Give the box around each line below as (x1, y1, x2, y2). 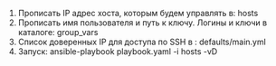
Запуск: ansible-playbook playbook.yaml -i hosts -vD (17, 46, 218, 57)
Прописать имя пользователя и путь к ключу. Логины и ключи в (17, 17, 268, 28)
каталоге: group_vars (17, 27, 99, 37)
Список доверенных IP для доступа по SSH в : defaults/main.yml (17, 36, 267, 47)
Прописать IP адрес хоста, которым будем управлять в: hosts (17, 8, 259, 18)
